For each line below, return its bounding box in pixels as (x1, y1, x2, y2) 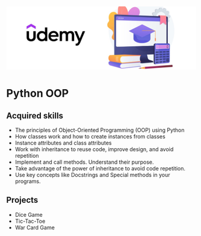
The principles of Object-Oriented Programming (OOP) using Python (14, 126, 185, 134)
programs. (14, 178, 41, 185)
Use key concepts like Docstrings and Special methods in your (14, 172, 170, 179)
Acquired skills (6, 110, 64, 120)
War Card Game (14, 223, 55, 231)
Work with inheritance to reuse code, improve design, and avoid (14, 146, 174, 153)
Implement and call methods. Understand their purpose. (14, 158, 155, 166)
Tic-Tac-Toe (14, 217, 46, 225)
